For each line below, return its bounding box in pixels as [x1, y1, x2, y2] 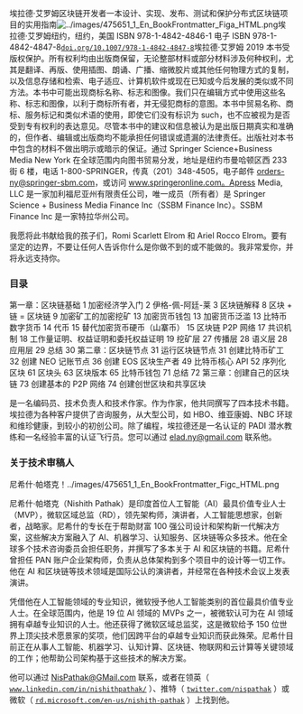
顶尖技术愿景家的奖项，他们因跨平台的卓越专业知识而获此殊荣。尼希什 [24, 630, 286, 641]
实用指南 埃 [24, 19, 287, 30]
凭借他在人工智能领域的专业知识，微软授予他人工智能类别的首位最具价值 [9, 596, 278, 607]
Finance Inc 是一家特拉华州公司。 [9, 211, 134, 221]
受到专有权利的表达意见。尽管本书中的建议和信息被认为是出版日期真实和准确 [9, 121, 294, 131]
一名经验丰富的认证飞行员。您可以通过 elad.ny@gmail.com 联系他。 [24, 431, 277, 442]
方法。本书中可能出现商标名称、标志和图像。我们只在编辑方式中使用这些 [9, 87, 278, 97]
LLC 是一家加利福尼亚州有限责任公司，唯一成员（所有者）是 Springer [9, 189, 266, 199]
